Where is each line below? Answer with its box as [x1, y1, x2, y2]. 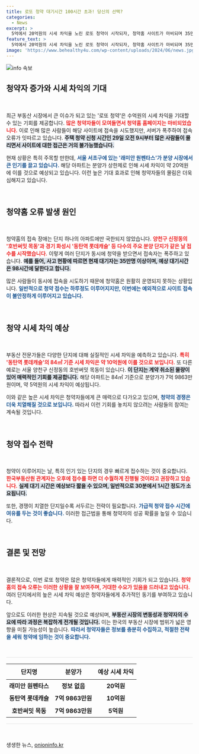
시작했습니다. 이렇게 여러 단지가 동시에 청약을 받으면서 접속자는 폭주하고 [17, 250, 184, 257]
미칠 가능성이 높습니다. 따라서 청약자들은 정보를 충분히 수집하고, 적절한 [17, 626, 179, 633]
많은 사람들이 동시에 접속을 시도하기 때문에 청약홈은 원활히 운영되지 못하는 [6, 277, 177, 285]
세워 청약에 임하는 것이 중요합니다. [12, 633, 91, 640]
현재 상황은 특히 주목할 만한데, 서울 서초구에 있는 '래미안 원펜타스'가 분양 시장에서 [6, 154, 193, 161]
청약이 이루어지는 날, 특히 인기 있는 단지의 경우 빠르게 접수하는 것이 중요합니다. [6, 467, 188, 474]
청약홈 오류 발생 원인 [6, 207, 76, 217]
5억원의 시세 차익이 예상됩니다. [29, 381, 101, 388]
